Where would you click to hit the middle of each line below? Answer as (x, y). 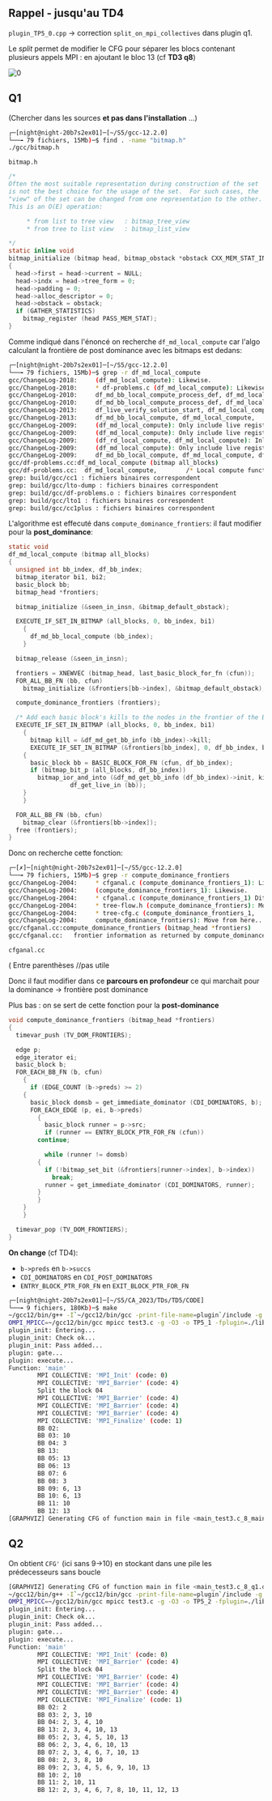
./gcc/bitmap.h (34, 148)
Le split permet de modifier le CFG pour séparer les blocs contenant (122, 49)
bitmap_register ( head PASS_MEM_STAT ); (90, 319)
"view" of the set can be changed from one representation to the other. (136, 199)
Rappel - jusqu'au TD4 (66, 13)
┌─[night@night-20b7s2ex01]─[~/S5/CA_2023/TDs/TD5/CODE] (106, 1300)
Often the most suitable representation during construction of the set (134, 184)
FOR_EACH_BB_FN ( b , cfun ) (59, 1072)
